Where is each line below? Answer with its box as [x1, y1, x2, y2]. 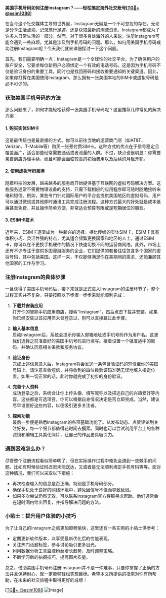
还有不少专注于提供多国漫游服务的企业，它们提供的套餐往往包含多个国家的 [5, 248, 157, 254]
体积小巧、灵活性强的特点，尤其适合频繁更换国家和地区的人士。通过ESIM [5, 235, 154, 241]
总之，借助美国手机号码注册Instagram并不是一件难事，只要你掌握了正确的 [5, 564, 156, 570]
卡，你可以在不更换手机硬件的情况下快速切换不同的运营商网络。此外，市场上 [5, 241, 161, 247]
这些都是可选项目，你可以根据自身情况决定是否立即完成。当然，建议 [21, 397, 160, 402]
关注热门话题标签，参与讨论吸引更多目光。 [12, 541, 99, 547]
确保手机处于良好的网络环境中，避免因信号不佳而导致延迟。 [12, 486, 134, 493]
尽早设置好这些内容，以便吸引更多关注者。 [12, 402, 99, 408]
